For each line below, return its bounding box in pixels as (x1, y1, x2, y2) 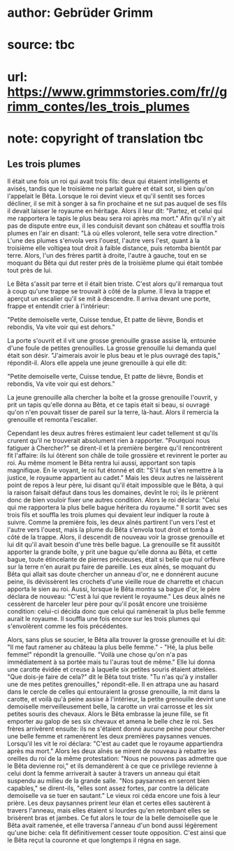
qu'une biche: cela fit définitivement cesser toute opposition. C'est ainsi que (7, 828, 227, 836)
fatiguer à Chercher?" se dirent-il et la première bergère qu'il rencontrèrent (7, 444, 223, 452)
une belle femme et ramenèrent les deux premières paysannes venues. (7, 732, 212, 740)
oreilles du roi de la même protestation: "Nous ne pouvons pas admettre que (7, 754, 227, 762)
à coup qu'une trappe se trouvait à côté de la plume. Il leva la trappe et (7, 286, 211, 295)
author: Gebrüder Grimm (7, 5, 154, 21)
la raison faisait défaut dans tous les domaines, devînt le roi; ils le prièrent (7, 488, 219, 497)
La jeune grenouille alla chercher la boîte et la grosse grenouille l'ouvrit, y (7, 393, 218, 401)
